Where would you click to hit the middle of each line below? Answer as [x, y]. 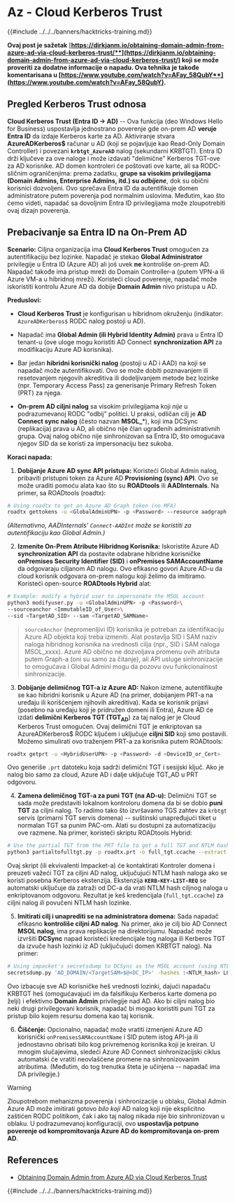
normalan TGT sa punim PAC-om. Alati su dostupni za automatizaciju [116, 826]
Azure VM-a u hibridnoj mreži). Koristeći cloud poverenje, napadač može [112, 279]
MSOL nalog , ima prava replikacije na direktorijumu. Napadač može [114, 931]
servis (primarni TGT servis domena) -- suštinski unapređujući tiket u [117, 818]
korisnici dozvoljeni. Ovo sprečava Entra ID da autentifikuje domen [103, 188]
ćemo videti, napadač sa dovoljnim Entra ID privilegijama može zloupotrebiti [116, 203]
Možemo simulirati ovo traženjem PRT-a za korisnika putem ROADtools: [120, 741]
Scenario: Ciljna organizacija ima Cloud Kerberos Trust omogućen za [108, 249]
